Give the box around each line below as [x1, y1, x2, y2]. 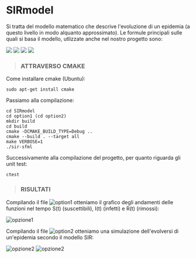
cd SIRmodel [6, 108, 35, 114]
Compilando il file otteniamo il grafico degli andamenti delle [6, 198, 174, 205]
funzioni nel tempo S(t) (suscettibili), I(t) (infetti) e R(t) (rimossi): [6, 205, 160, 212]
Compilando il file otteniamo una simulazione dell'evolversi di [6, 228, 179, 235]
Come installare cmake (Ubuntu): [6, 75, 86, 82]
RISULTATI [20, 185, 51, 194]
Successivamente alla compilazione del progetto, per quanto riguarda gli [6, 154, 181, 161]
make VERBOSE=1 [6, 139, 43, 145]
